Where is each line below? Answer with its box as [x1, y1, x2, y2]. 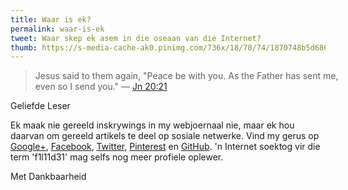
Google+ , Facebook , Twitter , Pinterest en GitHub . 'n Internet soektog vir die [10, 141, 321, 153]
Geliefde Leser [10, 100, 71, 112]
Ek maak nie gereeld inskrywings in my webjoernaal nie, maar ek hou [10, 119, 295, 131]
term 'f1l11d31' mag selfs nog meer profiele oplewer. [10, 151, 224, 163]
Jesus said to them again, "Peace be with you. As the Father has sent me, [34, 70, 339, 82]
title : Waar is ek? [10, 14, 92, 25]
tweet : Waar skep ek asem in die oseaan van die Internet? [10, 33, 262, 43]
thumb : [10, 42, 38, 53]
